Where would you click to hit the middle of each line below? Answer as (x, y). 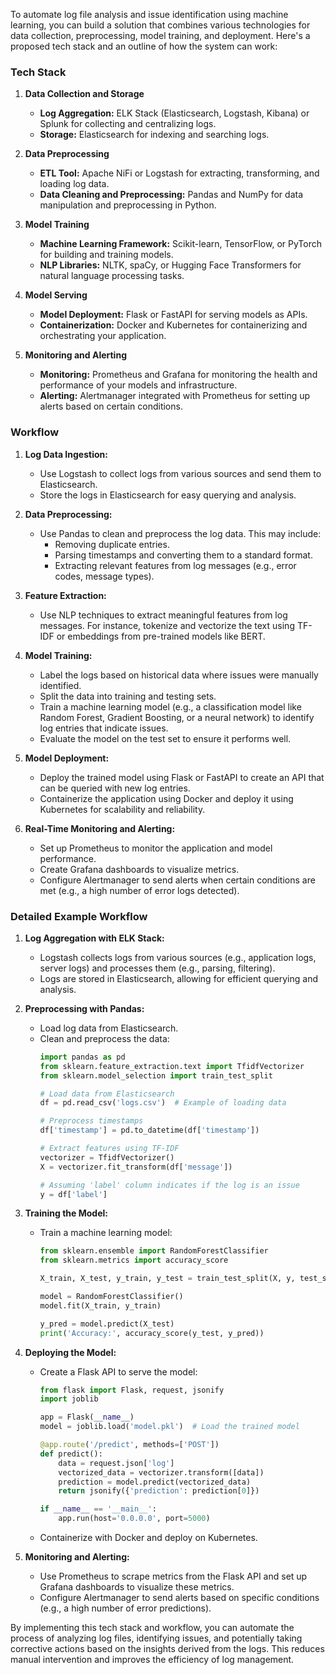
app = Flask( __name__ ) (87, 1417)
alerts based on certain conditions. (111, 406)
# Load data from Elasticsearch (107, 1094)
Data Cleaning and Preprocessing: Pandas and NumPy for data (171, 195)
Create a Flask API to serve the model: (118, 1371)
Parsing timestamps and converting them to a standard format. (183, 555)
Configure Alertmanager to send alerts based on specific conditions (179, 1598)
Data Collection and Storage (84, 94)
